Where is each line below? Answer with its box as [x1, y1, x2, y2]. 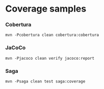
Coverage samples [5, 3, 87, 15]
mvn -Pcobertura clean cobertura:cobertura [5, 32, 99, 38]
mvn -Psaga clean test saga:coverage [5, 79, 86, 84]
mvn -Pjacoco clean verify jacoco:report [5, 56, 95, 61]
